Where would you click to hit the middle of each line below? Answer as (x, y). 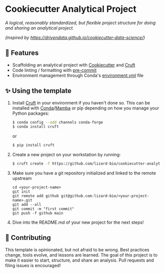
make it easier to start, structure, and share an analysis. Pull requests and (80, 260)
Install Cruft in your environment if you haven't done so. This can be (81, 102)
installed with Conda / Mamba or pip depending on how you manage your (85, 108)
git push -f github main (38, 213)
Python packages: (31, 113)
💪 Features (22, 53)
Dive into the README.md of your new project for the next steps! (78, 222)
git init (21, 192)
